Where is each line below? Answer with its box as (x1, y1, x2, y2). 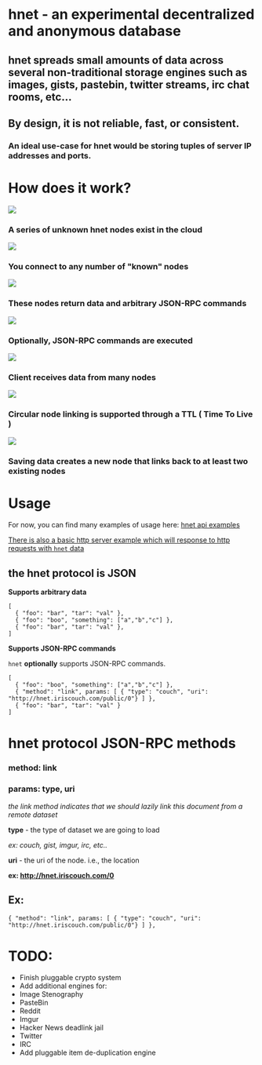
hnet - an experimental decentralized (8, 5, 255, 24)
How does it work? (8, 179, 132, 197)
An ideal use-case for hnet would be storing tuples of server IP (8, 140, 253, 151)
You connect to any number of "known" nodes (8, 261, 189, 272)
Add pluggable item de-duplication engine (19, 1048, 156, 1057)
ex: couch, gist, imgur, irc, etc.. (8, 840, 108, 849)
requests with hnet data (8, 544, 85, 553)
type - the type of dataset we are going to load (8, 825, 160, 834)
